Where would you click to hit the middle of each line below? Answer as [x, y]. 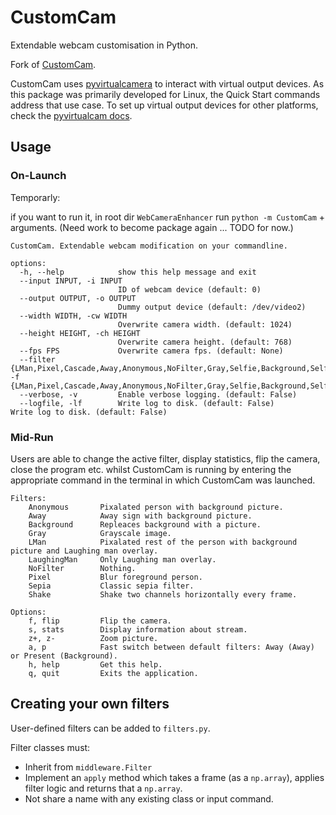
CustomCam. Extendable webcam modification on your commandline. [149, 246]
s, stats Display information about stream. [138, 629]
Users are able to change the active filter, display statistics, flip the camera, [165, 458]
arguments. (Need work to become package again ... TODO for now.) [152, 227]
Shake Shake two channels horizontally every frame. [163, 594]
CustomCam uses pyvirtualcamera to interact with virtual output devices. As [167, 83]
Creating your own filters [90, 704]
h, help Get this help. [95, 664]
